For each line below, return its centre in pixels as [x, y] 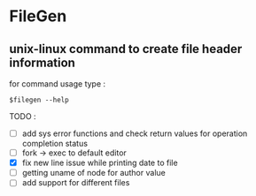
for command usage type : [58, 84]
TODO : [23, 116]
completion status [55, 144]
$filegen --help [39, 100]
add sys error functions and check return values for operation [135, 133]
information [42, 62]
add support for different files [76, 183]
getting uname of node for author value [93, 173]
